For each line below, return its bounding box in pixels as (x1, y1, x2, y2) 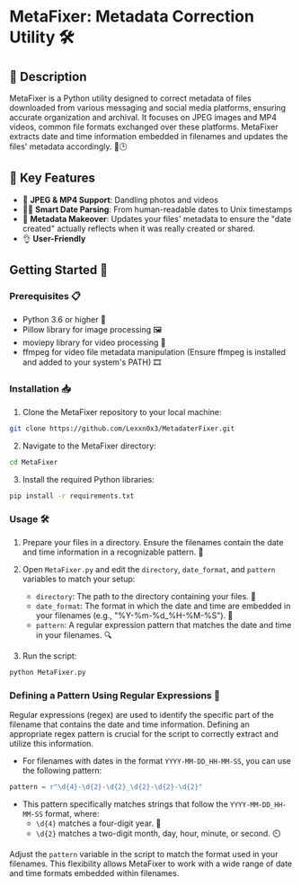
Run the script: (22, 650, 77, 661)
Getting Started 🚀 (9, 262, 109, 278)
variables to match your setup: (22, 573, 136, 584)
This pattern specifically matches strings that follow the (22, 798, 229, 810)
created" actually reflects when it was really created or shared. (22, 223, 256, 234)
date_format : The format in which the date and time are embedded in (35, 600, 291, 611)
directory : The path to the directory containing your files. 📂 (35, 590, 256, 601)
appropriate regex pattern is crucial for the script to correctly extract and (9, 728, 279, 739)
